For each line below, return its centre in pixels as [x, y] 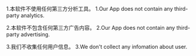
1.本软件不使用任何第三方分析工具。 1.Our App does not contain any [90, 9]
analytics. [33, 15]
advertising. [35, 34]
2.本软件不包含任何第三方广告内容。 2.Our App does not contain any [91, 28]
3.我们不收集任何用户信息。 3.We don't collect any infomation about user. [97, 47]
